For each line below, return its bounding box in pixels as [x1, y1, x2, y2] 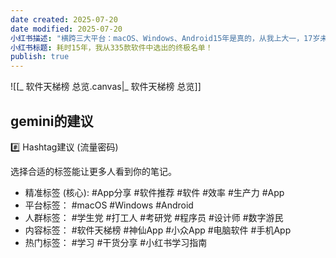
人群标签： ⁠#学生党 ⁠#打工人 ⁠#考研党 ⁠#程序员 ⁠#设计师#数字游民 [24, 211, 284, 223]
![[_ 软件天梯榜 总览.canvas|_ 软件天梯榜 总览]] [10, 81, 202, 93]
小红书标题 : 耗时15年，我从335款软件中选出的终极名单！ [10, 42, 213, 53]
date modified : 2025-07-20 [10, 24, 123, 34]
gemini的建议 [10, 112, 94, 130]
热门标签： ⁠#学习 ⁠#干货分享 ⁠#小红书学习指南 [24, 236, 208, 248]
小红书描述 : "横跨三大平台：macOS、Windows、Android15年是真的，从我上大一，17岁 [10, 33, 321, 43]
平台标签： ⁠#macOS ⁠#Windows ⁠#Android [24, 199, 194, 211]
